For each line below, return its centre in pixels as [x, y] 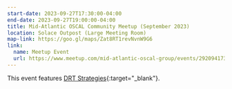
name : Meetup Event [41, 52]
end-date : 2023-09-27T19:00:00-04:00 [61, 20]
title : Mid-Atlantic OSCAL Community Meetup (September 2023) [98, 26]
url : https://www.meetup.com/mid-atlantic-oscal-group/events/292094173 [120, 59]
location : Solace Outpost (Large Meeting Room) [77, 33]
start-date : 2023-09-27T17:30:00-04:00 [65, 13]
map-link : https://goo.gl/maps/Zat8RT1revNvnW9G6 [80, 39]
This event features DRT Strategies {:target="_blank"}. [84, 78]
